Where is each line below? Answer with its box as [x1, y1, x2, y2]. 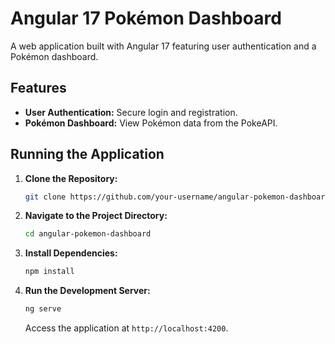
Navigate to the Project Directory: [24, 210, 168, 222]
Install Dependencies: [24, 247, 118, 259]
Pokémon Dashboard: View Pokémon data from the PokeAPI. [24, 117, 278, 129]
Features [10, 80, 67, 97]
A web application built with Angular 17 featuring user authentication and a [10, 40, 317, 52]
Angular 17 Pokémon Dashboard [10, 7, 282, 30]
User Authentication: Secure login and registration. [24, 106, 238, 118]
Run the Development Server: [24, 285, 151, 297]
